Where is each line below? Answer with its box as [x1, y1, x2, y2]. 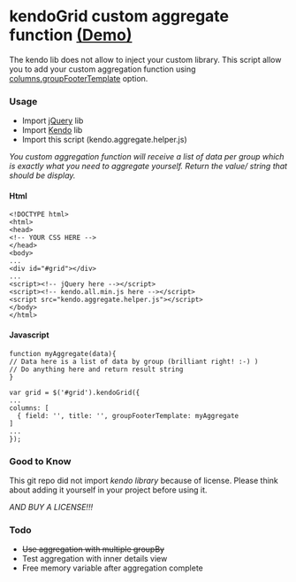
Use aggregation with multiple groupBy [21, 544, 165, 555]
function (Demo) [9, 25, 133, 45]
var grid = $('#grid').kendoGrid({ [9, 388, 140, 397]
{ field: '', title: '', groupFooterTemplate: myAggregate [17, 411, 239, 420]
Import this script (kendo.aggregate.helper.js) [21, 135, 187, 145]
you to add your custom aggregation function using [9, 64, 196, 74]
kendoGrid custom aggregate [9, 6, 230, 27]
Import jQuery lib [21, 115, 84, 126]
